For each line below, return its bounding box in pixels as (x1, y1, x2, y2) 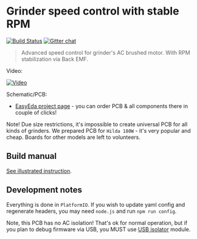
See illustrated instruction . (6, 167, 72, 174)
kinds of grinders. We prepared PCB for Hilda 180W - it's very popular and (6, 127, 192, 134)
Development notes (6, 185, 82, 195)
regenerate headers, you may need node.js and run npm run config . (6, 207, 177, 215)
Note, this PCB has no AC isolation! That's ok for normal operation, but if (6, 219, 187, 226)
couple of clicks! (15, 109, 57, 116)
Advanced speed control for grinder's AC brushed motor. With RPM (21, 49, 190, 56)
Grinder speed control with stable (6, 4, 179, 18)
